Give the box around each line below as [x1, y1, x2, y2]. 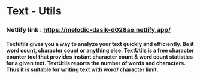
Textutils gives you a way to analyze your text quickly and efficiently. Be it [6, 40, 194, 47]
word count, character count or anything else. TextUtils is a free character [6, 47, 195, 54]
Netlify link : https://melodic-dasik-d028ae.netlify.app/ [6, 26, 171, 34]
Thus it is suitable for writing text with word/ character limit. [6, 66, 159, 73]
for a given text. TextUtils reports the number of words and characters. [6, 59, 186, 66]
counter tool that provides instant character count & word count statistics [6, 53, 193, 60]
